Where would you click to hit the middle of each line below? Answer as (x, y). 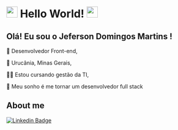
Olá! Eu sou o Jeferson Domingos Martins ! (89, 36)
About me (25, 106)
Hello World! (52, 14)
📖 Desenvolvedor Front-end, (42, 51)
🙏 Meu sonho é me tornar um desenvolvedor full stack (75, 86)
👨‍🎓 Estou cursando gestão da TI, (48, 74)
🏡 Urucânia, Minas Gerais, (39, 63)
